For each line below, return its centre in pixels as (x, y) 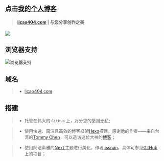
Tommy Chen (47, 137)
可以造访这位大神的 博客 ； (90, 137)
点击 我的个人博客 (31, 9)
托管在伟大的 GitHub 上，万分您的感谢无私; (67, 121)
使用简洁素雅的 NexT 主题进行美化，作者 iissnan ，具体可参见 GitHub (91, 148)
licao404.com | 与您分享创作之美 (51, 22)
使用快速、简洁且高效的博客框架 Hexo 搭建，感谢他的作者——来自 (90, 131)
